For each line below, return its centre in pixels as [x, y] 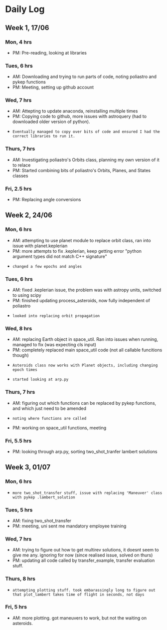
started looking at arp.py [40, 380]
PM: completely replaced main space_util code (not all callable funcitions [87, 350]
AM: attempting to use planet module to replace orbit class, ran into [82, 240]
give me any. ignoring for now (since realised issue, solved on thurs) [83, 555]
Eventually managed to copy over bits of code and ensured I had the [86, 132]
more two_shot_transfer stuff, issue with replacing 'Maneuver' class [87, 493]
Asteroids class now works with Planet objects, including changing [85, 366]
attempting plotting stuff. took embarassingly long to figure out [84, 590]
